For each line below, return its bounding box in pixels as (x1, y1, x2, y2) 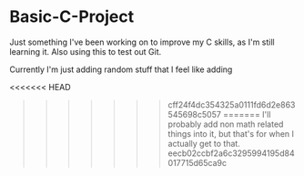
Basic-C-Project (9, 6, 135, 27)
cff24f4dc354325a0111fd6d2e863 (167, 98, 296, 110)
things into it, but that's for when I (167, 128, 294, 139)
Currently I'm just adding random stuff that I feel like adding (9, 64, 233, 75)
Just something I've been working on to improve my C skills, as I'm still (9, 36, 275, 47)
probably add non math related (167, 119, 284, 129)
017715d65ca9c (167, 157, 228, 168)
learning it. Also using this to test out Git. (9, 46, 162, 57)
